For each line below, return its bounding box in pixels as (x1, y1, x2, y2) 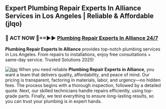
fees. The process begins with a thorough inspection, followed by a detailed (5, 82, 161, 88)
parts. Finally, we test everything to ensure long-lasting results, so (18, 92, 154, 99)
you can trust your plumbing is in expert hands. (5, 98, 102, 104)
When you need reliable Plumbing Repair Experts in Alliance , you (18, 66, 155, 72)
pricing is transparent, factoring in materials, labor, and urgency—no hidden (5, 77, 161, 83)
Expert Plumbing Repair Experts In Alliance (5, 4, 141, 12)
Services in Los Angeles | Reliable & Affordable (5, 12, 154, 20)
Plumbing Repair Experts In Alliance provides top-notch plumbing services (5, 46, 161, 52)
